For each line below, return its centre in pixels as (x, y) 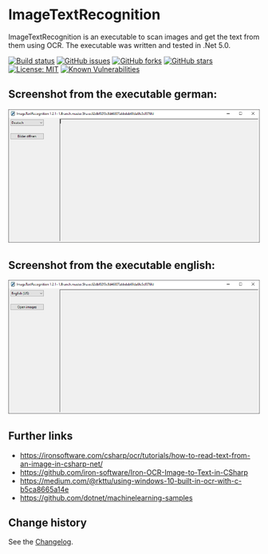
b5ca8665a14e (44, 489)
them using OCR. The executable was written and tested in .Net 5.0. (120, 45)
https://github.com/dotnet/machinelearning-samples (106, 497)
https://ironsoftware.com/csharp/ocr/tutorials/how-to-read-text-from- (135, 455)
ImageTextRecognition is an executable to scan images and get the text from (134, 37)
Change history (48, 523)
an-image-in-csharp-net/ (61, 464)
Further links (41, 436)
